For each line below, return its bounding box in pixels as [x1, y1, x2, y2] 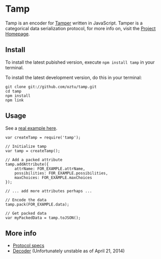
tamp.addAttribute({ [5, 162, 49, 167]
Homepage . [5, 31, 30, 37]
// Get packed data [5, 211, 47, 216]
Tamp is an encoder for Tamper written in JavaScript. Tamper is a [5, 20, 143, 26]
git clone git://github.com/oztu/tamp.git [5, 84, 97, 89]
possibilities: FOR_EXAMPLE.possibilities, [14, 170, 109, 176]
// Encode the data [5, 197, 47, 202]
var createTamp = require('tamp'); [5, 135, 81, 140]
